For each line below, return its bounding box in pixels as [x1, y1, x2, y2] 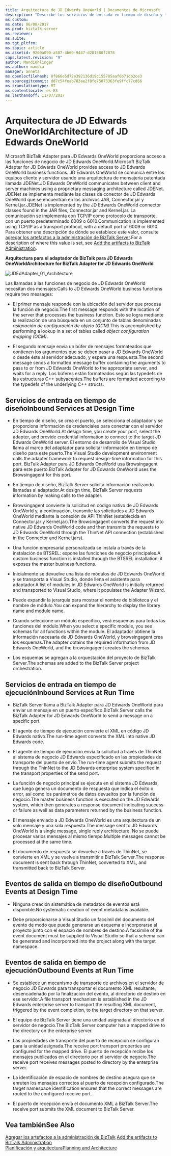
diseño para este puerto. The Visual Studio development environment [12, 450, 157, 456]
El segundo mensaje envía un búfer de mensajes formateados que [12, 344, 152, 350]
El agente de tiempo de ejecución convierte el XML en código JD [12, 727, 149, 734]
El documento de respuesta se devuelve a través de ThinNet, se [12, 848, 147, 854]
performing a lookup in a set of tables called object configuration [12, 328, 149, 334]
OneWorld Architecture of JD [5, 125, 128, 137]
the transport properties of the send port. [12, 770, 99, 776]
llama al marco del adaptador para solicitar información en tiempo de [12, 444, 157, 451]
